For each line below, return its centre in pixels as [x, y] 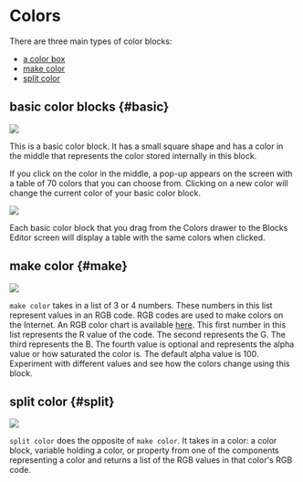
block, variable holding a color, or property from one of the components [145, 451]
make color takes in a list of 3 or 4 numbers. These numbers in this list [141, 305]
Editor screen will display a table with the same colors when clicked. [138, 237]
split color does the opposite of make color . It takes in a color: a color [143, 441]
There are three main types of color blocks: [91, 41]
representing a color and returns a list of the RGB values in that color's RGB [151, 460]
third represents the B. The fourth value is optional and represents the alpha [152, 344]
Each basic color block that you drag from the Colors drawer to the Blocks [149, 227]
